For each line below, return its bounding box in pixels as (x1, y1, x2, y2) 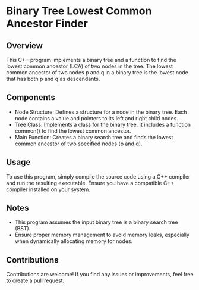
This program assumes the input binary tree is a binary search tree (14, 219, 178, 226)
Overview (6, 40, 43, 51)
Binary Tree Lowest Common (6, 4, 152, 18)
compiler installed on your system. (6, 186, 91, 193)
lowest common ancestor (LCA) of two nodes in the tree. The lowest (6, 63, 173, 70)
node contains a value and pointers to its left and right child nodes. (14, 114, 178, 121)
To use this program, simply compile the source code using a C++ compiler (6, 173, 191, 180)
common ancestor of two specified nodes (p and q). (14, 140, 143, 147)
